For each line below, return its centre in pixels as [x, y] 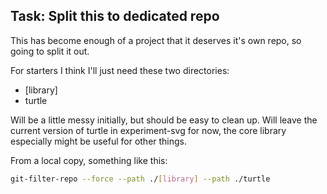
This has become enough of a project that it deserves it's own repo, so [156, 40]
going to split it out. [50, 51]
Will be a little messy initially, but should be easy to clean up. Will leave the [164, 120]
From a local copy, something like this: [89, 160]
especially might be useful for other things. [99, 141]
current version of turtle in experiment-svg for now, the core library [148, 130]
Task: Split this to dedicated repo [115, 16]
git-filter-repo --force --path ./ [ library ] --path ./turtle [140, 179]
